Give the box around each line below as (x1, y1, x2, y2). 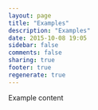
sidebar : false (8, 41, 59, 49)
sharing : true (8, 57, 56, 65)
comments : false (8, 49, 62, 57)
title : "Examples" (8, 19, 69, 27)
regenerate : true (8, 71, 66, 79)
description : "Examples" (8, 26, 91, 34)
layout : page (8, 11, 52, 20)
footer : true (8, 64, 52, 72)
